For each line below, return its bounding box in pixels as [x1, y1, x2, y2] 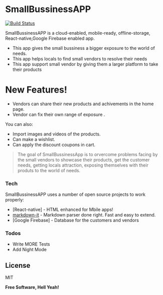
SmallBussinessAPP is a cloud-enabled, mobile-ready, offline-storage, [5, 30, 150, 36]
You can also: [5, 121, 34, 127]
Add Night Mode [12, 247, 47, 253]
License [5, 261, 31, 270]
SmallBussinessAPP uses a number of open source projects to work [5, 191, 145, 197]
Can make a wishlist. [12, 136, 55, 142]
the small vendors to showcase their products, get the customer [17, 157, 150, 163]
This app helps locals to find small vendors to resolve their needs [12, 55, 147, 61]
